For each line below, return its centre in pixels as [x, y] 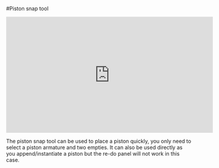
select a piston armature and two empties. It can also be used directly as [94, 147]
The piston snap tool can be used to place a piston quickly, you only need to [99, 141]
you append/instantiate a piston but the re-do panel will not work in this [93, 154]
